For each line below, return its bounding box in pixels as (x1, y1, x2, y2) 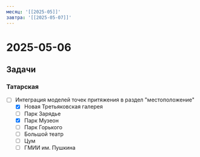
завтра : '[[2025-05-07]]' (6, 14, 72, 21)
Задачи (6, 65, 36, 75)
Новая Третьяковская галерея (24, 103, 103, 111)
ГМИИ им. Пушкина (24, 144, 76, 151)
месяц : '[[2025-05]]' (6, 8, 61, 15)
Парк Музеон (24, 117, 59, 124)
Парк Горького (24, 123, 62, 130)
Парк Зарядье (24, 110, 61, 117)
